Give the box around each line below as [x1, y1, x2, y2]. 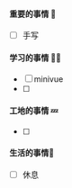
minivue [33, 74, 64, 85]
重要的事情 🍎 [9, 8, 57, 19]
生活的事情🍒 [9, 148, 55, 158]
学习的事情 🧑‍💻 [9, 52, 61, 63]
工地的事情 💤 [9, 105, 58, 116]
